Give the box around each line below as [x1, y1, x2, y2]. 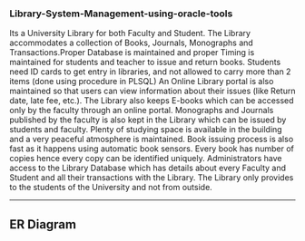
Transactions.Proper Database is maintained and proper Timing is [9, 47, 255, 58]
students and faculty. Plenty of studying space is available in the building [9, 124, 283, 135]
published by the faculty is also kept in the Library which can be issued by [9, 114, 287, 125]
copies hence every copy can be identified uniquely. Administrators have [9, 153, 282, 164]
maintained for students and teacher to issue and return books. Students [9, 57, 281, 68]
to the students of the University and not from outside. [9, 182, 213, 193]
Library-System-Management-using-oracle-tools [9, 7, 233, 20]
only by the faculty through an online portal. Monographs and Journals [9, 105, 274, 116]
